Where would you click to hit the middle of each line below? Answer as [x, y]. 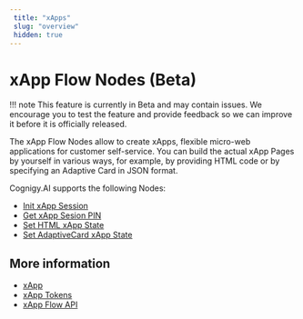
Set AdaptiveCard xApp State [77, 235]
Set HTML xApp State [63, 225]
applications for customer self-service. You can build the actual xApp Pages [152, 152]
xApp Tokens [47, 295]
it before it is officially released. [68, 125]
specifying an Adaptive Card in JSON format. [94, 171]
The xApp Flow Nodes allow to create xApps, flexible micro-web [130, 142]
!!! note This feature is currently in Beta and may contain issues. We [136, 105]
